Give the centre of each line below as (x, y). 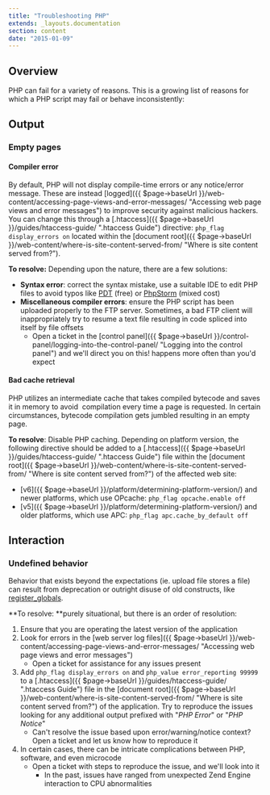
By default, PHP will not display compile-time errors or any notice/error (126, 184)
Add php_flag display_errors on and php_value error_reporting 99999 (139, 672)
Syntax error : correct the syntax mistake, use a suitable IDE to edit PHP (139, 284)
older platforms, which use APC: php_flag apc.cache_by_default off (134, 515)
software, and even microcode (71, 758)
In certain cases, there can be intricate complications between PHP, (133, 749)
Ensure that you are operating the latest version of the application (129, 630)
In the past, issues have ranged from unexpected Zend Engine (147, 775)
